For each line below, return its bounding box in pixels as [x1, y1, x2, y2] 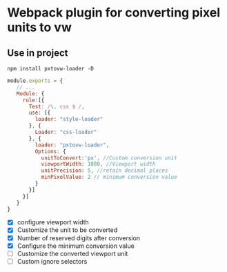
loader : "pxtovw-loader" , [34, 142, 110, 148]
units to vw [7, 19, 72, 35]
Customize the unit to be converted [17, 226, 118, 234]
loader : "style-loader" [34, 116, 103, 123]
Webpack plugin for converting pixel [7, 5, 221, 21]
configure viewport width [17, 218, 90, 226]
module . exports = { [7, 77, 63, 84]
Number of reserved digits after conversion [17, 233, 140, 242]
